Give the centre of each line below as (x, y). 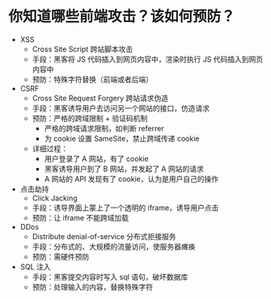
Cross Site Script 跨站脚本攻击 (83, 48)
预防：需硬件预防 (61, 256)
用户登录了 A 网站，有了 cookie (96, 158)
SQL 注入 (35, 267)
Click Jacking (55, 198)
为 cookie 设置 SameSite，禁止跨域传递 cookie (122, 138)
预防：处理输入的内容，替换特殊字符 (93, 287)
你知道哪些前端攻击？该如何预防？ (122, 17)
